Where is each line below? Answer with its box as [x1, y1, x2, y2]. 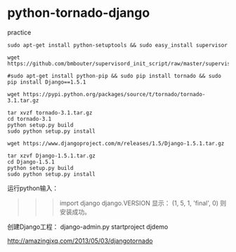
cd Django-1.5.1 [7, 158, 55, 166]
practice [7, 28, 32, 37]
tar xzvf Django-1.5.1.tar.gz [7, 152, 96, 159]
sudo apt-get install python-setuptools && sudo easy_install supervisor [7, 41, 228, 48]
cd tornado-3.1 [7, 115, 52, 122]
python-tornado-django [7, 5, 150, 21]
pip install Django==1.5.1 [7, 79, 86, 86]
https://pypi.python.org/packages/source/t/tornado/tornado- [22, 91, 206, 98]
